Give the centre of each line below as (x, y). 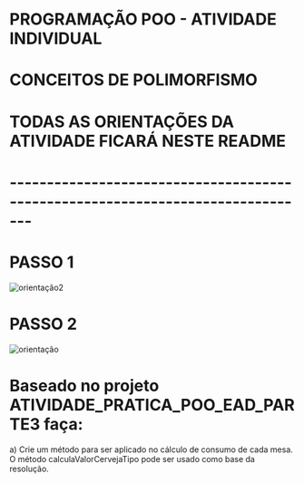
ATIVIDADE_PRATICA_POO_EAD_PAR (152, 405)
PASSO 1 (42, 262)
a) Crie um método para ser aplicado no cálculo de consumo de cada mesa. (151, 449)
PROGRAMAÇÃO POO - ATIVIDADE (143, 19)
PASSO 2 (43, 324)
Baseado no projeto (84, 386)
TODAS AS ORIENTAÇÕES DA (122, 121)
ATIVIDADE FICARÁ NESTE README (148, 141)
